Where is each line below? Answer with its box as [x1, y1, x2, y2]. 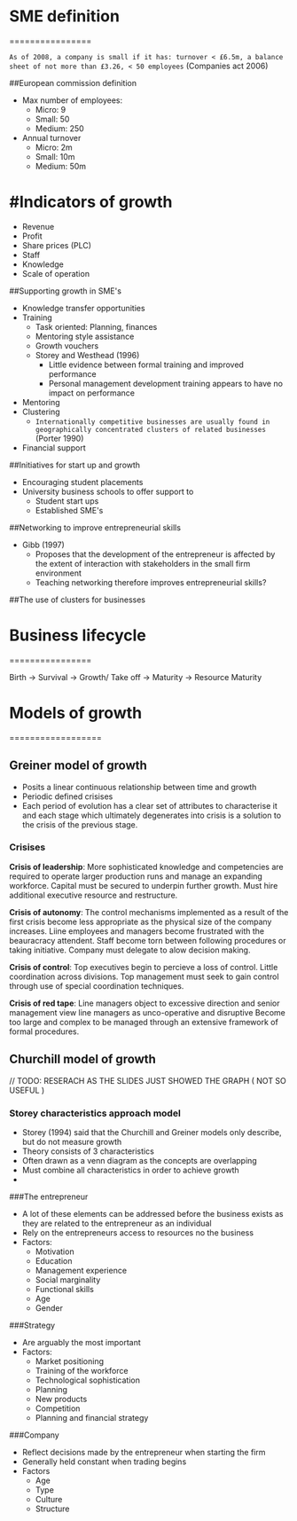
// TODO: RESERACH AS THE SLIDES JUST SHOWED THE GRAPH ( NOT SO [9, 1075, 286, 1086]
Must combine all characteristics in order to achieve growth [21, 1164, 239, 1175]
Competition [35, 1403, 81, 1414]
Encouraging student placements [21, 476, 144, 487]
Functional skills [35, 1283, 95, 1294]
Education [35, 1255, 73, 1266]
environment [35, 568, 82, 578]
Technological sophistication [35, 1375, 140, 1385]
